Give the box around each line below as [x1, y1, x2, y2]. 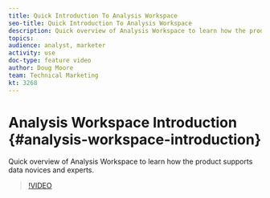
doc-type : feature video [8, 57, 92, 65]
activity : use [8, 49, 56, 57]
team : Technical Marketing [8, 71, 99, 79]
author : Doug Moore [8, 64, 74, 72]
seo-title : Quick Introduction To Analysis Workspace [8, 19, 193, 27]
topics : [8, 34, 35, 42]
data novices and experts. [8, 165, 95, 175]
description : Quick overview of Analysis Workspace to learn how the [8, 26, 247, 34]
